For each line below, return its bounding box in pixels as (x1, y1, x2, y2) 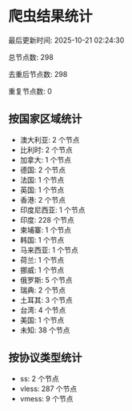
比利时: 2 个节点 (19, 145, 74, 155)
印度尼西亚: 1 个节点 (19, 205, 86, 215)
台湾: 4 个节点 (19, 305, 66, 315)
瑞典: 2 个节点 (19, 285, 66, 295)
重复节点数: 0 (8, 86, 52, 96)
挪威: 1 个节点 (19, 265, 65, 275)
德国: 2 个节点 (19, 165, 66, 175)
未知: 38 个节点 (19, 325, 70, 335)
